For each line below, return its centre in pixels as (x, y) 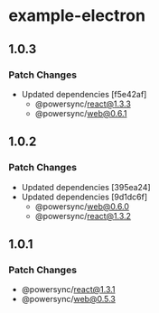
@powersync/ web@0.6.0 (82, 206)
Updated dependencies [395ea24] (86, 187)
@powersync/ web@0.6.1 (81, 113)
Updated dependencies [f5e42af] (84, 94)
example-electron (77, 16)
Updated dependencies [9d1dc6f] (84, 197)
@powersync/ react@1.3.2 (83, 216)
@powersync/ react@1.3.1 (68, 290)
